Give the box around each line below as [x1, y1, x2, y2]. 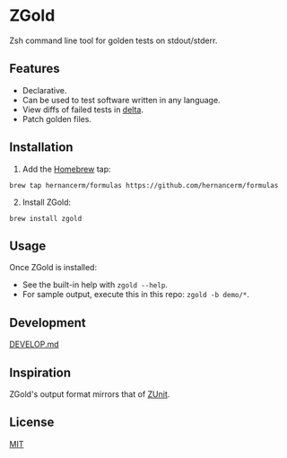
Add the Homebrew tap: [22, 163, 111, 174]
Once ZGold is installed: [9, 262, 97, 273]
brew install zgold [9, 214, 83, 223]
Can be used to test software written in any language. [22, 94, 222, 105]
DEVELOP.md [9, 339, 60, 350]
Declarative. [22, 84, 67, 95]
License [9, 415, 55, 430]
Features [9, 61, 60, 76]
